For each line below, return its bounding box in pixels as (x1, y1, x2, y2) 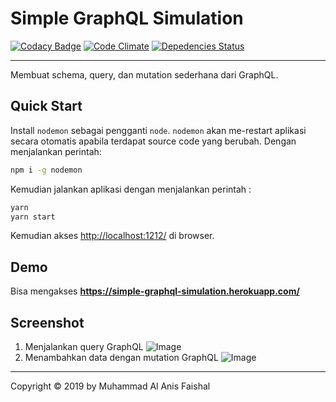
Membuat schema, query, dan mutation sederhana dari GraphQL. (10, 68, 279, 81)
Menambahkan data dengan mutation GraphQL (24, 352, 219, 363)
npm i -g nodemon (10, 165, 83, 175)
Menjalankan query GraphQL (24, 341, 144, 352)
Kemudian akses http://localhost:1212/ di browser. (10, 230, 215, 242)
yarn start (10, 212, 56, 222)
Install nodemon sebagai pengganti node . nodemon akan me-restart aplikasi (10, 124, 307, 136)
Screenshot (10, 314, 85, 331)
